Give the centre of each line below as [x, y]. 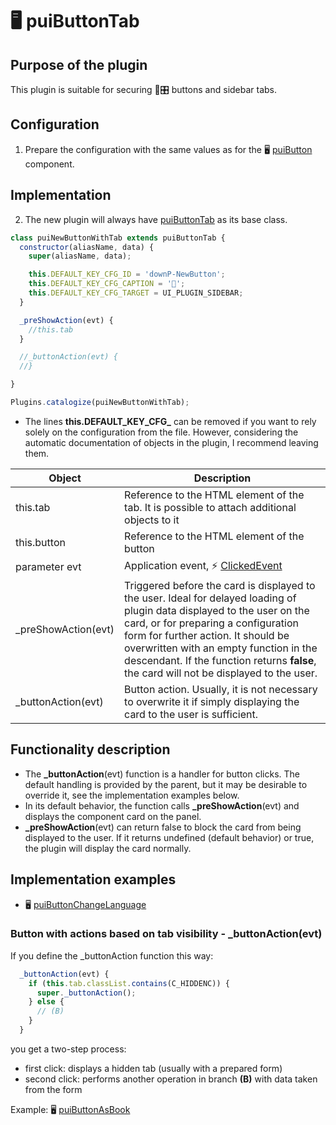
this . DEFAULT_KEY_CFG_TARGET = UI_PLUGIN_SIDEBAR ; [136, 293]
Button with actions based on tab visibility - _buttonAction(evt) [166, 934]
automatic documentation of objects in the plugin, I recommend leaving [171, 442]
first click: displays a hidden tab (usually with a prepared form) [153, 1068]
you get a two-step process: [68, 1049]
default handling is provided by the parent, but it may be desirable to [166, 784]
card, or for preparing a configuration [211, 623]
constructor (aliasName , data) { [87, 247]
